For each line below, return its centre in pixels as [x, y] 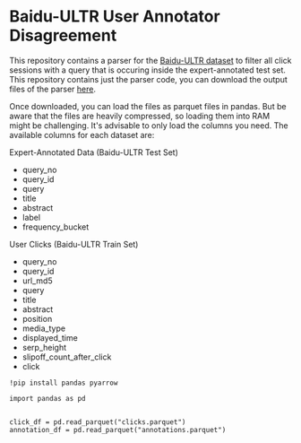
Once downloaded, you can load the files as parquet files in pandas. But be [148, 106]
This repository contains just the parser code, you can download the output [149, 79]
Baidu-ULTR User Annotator [115, 17]
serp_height [44, 347]
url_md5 [37, 281]
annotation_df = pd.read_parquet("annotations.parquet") [118, 430]
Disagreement [63, 35]
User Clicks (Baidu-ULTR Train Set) [74, 244]
